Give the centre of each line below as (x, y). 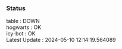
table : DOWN (23, 21)
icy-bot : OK (21, 34)
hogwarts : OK (24, 27)
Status (16, 8)
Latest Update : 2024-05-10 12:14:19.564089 (61, 40)
